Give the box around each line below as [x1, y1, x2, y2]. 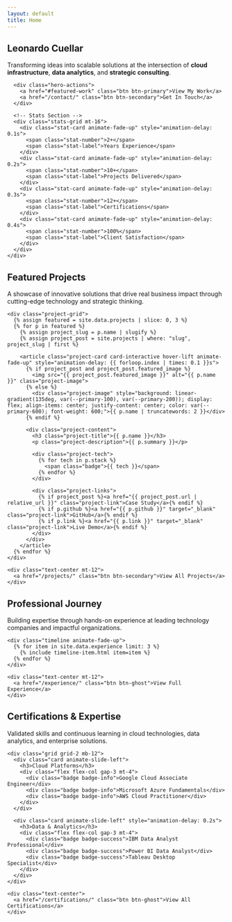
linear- [174, 390, 197, 397]
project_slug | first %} [7, 341, 79, 348]
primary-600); [7, 408, 49, 415]
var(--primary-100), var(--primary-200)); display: [60, 396, 213, 403]
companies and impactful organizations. [7, 623, 122, 632]
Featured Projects [7, 271, 86, 283]
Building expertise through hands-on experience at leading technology [7, 616, 210, 624]
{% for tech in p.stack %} [38, 457, 117, 464]
